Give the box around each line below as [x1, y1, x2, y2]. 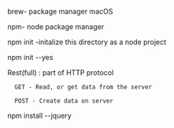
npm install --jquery [7, 111, 72, 120]
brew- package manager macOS [7, 7, 113, 16]
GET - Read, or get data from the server [14, 83, 153, 91]
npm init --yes [7, 53, 54, 62]
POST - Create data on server [14, 97, 113, 105]
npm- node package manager [7, 22, 104, 31]
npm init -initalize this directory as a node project [7, 37, 167, 47]
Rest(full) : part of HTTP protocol [7, 68, 114, 77]
